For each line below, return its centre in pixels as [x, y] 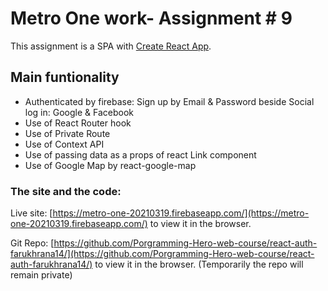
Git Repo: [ [32, 243]
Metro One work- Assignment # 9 [151, 18]
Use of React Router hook [78, 123]
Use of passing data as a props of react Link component [140, 154]
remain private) [41, 275]
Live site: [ [31, 213]
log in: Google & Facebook [79, 112]
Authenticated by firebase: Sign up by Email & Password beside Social [169, 101]
